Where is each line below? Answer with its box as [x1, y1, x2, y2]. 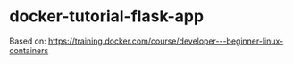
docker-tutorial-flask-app [9, 6, 204, 27]
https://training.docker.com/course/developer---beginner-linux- [47, 36, 284, 46]
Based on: [9, 36, 46, 46]
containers [9, 44, 49, 55]
